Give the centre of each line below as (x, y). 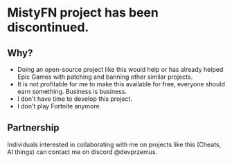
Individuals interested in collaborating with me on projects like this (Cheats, (114, 144)
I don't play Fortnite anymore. (59, 106)
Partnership (34, 128)
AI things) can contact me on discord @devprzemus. (82, 152)
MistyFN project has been (83, 13)
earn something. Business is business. (72, 92)
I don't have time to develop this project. (75, 99)
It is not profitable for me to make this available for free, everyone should (121, 84)
